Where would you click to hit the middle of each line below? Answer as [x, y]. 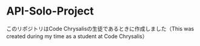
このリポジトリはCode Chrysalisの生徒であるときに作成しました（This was [100, 28]
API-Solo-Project [50, 11]
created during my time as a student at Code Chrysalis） [77, 36]
